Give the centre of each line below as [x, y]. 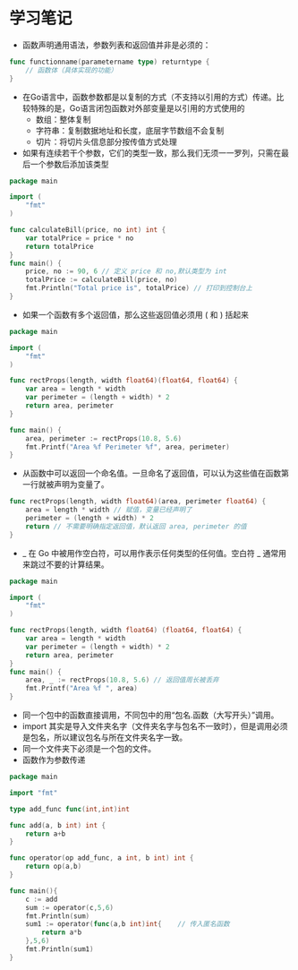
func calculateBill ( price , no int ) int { [88, 230]
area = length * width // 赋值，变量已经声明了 [109, 510]
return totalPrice [60, 246]
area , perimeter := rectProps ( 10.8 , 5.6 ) [103, 438]
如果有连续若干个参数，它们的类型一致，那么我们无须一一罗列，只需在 [152, 152]
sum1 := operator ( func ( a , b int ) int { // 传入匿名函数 [128, 924]
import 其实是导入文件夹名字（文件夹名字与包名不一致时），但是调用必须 [155, 726]
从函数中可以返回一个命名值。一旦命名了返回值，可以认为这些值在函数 [152, 473]
